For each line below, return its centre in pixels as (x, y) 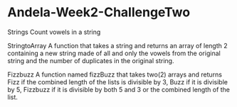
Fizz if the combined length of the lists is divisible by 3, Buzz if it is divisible (117, 81)
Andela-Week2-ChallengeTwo (99, 12)
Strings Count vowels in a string (54, 32)
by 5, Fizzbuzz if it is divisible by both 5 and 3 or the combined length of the (118, 89)
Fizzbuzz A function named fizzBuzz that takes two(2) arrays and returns (115, 74)
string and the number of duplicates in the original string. (91, 60)
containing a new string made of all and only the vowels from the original (114, 53)
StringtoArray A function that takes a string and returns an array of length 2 (117, 45)
